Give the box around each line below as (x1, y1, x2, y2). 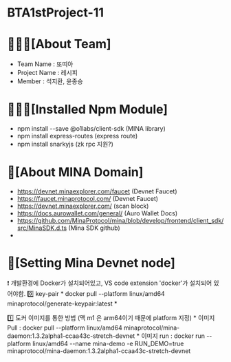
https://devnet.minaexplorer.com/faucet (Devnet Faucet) (16, 187, 177, 195)
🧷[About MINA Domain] (7, 164, 144, 180)
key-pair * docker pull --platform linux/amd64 (35, 289, 165, 297)
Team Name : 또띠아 (16, 60, 74, 68)
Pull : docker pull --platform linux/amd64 (7, 323, 122, 332)
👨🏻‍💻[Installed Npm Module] (7, 102, 168, 118)
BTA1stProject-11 (7, 5, 104, 21)
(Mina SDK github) (68, 224, 120, 232)
